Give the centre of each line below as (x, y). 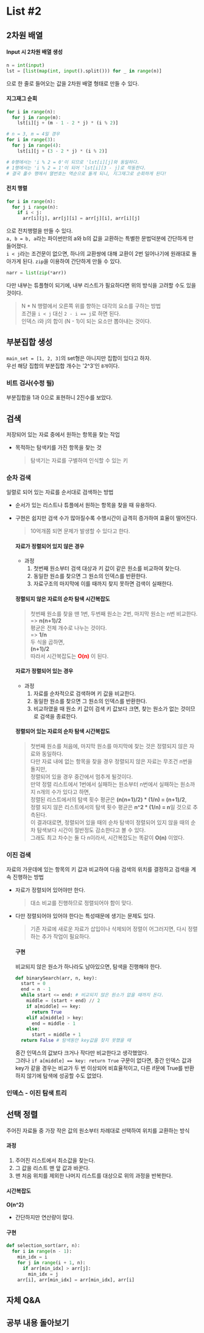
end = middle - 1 (54, 1024)
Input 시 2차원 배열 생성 (34, 52)
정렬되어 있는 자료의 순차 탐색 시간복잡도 (63, 731)
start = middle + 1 (56, 1035)
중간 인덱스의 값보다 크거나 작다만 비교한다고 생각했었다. (82, 1053)
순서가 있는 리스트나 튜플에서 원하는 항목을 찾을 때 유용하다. (86, 505)
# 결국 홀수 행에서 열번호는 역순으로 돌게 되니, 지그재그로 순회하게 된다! (87, 173)
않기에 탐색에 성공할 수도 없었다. (65, 1076)
